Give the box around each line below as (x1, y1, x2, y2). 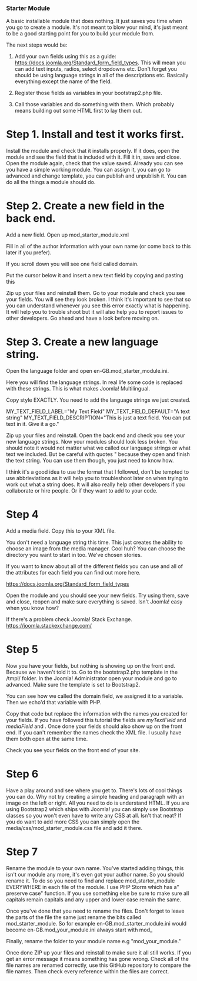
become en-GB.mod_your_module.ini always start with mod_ (6, 926, 153, 933)
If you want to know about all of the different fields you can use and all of (6, 563, 183, 570)
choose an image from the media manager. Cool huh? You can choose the (6, 545, 186, 552)
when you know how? (6, 605, 59, 612)
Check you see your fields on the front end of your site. (6, 746, 140, 753)
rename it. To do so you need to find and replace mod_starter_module (6, 877, 175, 884)
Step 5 (6, 643, 38, 656)
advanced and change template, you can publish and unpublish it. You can (6, 172, 187, 179)
